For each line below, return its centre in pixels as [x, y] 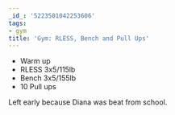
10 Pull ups [38, 87]
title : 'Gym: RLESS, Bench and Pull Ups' [79, 38]
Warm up [35, 61]
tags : [17, 23]
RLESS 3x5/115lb [48, 70]
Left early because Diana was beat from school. [88, 102]
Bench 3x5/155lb [48, 78]
